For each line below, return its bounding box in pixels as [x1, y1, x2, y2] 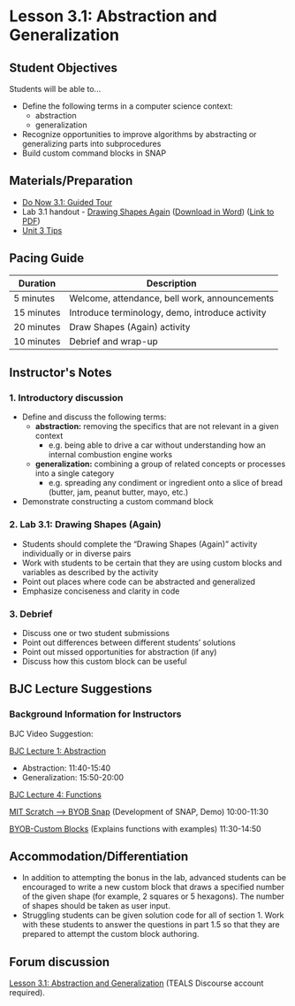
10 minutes [13, 334, 61, 347]
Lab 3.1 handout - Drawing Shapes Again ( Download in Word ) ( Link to [21, 206, 275, 217]
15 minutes [13, 306, 61, 319]
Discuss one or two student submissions [21, 627, 170, 638]
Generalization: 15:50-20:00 [21, 772, 125, 782]
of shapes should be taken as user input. [21, 901, 170, 911]
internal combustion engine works [48, 449, 173, 460]
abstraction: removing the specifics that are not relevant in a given [34, 421, 279, 432]
